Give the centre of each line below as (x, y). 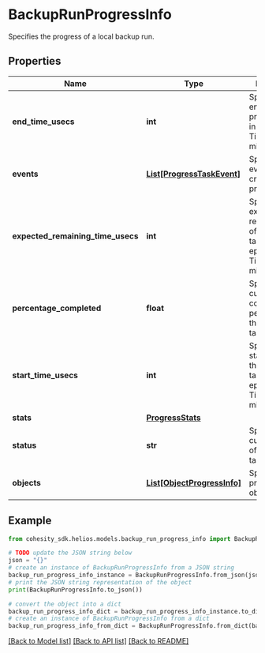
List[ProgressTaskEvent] (193, 174)
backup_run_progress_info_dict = (63, 611)
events (25, 174)
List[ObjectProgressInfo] (194, 482)
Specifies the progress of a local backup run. (81, 36)
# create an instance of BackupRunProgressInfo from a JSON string (121, 568)
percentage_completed (57, 308)
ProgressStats (173, 418)
